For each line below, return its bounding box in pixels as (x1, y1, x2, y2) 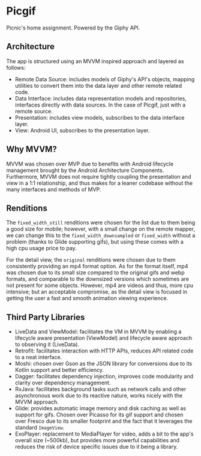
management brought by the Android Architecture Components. (6, 167, 164, 174)
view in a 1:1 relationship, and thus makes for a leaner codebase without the (6, 179, 193, 186)
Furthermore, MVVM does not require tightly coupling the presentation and (6, 173, 191, 180)
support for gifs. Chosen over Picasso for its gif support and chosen (14, 411, 184, 419)
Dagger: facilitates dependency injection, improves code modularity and (14, 373, 194, 380)
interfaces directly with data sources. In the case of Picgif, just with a (14, 101, 186, 108)
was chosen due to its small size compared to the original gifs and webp (6, 269, 185, 276)
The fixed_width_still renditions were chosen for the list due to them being (6, 219, 196, 226)
